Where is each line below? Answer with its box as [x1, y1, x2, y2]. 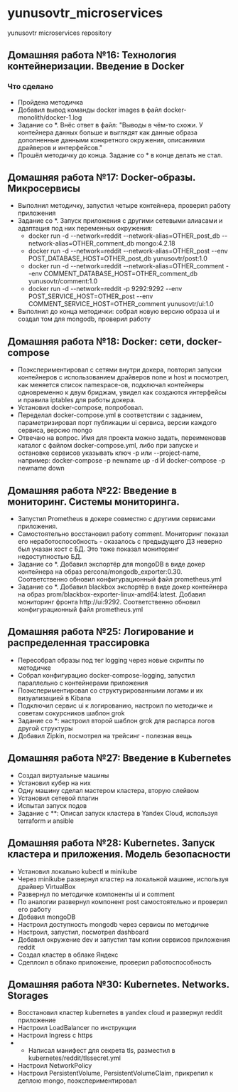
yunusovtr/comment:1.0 [28, 277, 98, 285]
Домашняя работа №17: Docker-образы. [7, 172, 196, 184]
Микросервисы [7, 183, 80, 195]
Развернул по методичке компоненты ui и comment [17, 890, 175, 898]
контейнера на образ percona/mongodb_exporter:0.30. [17, 567, 183, 576]
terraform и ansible [17, 817, 75, 825]
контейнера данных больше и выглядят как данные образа [17, 128, 198, 137]
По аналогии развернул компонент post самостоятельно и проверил [17, 897, 228, 905]
